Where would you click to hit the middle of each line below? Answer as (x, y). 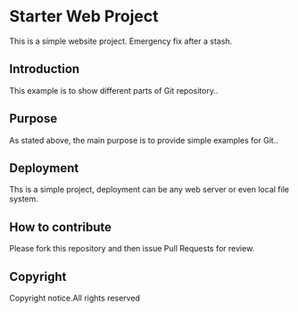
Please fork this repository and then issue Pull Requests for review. (132, 249)
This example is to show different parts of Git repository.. (114, 90)
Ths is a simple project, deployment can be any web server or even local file (149, 190)
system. (24, 199)
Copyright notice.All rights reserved (75, 298)
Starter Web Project (84, 16)
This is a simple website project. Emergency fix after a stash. (121, 41)
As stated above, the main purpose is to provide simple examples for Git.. (144, 140)
